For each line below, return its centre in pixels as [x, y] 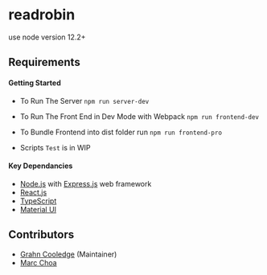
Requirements [44, 62]
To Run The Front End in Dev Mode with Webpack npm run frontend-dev [140, 116]
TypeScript [38, 201]
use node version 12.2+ [47, 37]
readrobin [42, 15]
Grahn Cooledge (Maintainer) [68, 254]
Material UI [38, 209]
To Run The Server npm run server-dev [84, 101]
